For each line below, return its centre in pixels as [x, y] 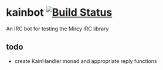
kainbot [25, 13]
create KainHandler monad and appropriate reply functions [86, 61]
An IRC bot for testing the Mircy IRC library [57, 29]
